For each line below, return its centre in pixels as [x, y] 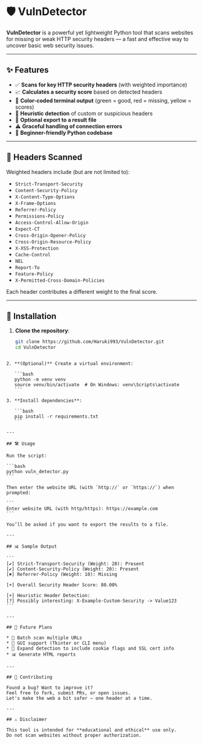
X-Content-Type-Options [45, 197]
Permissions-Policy [40, 216]
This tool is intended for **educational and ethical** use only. [92, 730]
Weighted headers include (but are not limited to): [68, 172]
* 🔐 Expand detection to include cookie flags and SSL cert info [90, 649]
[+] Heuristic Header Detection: [48, 596]
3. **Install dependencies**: [44, 401]
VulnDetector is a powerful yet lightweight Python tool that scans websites [100, 32]
